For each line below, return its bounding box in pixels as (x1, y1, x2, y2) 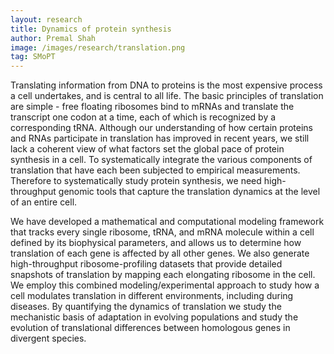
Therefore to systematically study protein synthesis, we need (10, 175, 262, 187)
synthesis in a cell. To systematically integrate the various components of (10, 154, 313, 166)
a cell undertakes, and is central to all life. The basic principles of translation (10, 90, 324, 102)
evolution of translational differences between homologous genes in (10, 322, 291, 334)
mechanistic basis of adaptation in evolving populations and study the (10, 311, 299, 323)
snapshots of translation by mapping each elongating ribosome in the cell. (10, 269, 316, 281)
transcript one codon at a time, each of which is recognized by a (10, 111, 277, 123)
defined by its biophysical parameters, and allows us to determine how (10, 237, 302, 249)
